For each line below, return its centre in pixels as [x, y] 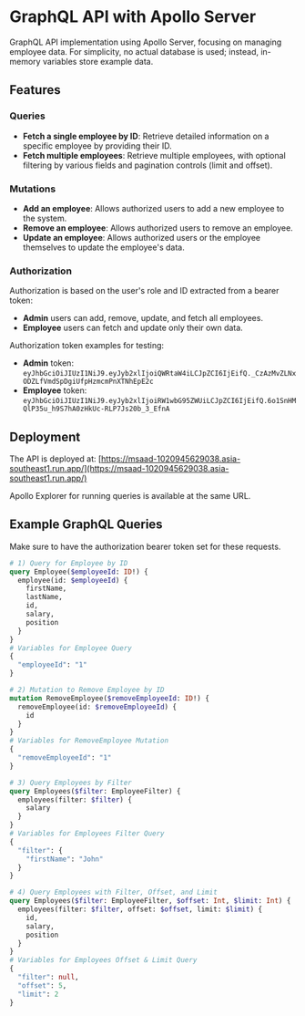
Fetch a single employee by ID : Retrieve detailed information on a [146, 136]
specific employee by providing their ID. [97, 145]
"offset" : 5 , [42, 985]
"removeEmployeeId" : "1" [65, 758]
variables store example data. [98, 61]
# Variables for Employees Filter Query [87, 834]
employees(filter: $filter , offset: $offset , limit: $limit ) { [140, 909]
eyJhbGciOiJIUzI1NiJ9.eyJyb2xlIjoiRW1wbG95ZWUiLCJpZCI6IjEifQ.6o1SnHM [159, 401]
